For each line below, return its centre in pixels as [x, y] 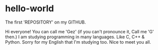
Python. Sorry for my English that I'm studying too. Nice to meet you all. [78, 42]
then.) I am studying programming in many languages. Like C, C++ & [75, 37]
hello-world [30, 9]
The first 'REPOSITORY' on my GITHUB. [46, 22]
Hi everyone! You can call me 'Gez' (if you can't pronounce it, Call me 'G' [80, 31]
